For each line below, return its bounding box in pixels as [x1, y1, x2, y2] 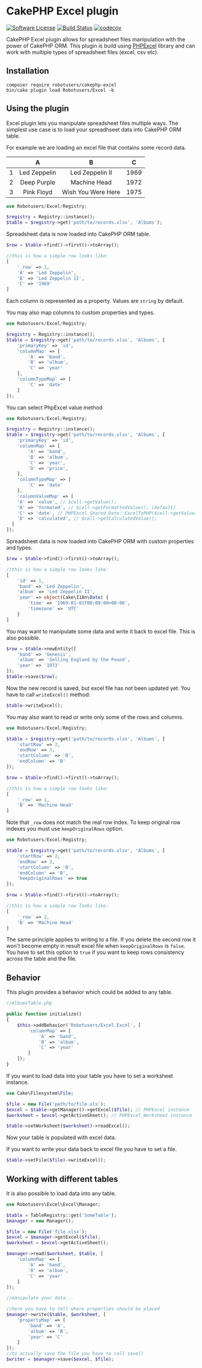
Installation [6, 66, 49, 76]
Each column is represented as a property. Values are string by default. [6, 298, 185, 305]
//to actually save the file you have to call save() [6, 1351, 144, 1357]
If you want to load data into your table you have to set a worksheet [6, 1072, 173, 1079]
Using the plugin [6, 103, 69, 114]
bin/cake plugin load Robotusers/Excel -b [6, 87, 114, 93]
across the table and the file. [6, 955, 77, 962]
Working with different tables [6, 1174, 118, 1184]
